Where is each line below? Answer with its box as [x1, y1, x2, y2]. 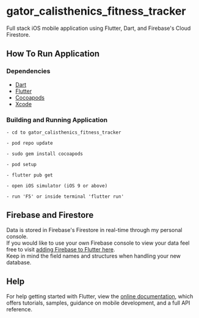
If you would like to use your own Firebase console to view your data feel [6, 239, 190, 247]
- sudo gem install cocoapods [6, 151, 84, 157]
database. [6, 258, 32, 266]
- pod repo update [6, 140, 53, 146]
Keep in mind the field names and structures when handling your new [6, 252, 181, 259]
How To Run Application [6, 49, 99, 59]
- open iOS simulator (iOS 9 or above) [6, 182, 108, 189]
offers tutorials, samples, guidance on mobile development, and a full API [6, 299, 190, 306]
